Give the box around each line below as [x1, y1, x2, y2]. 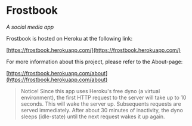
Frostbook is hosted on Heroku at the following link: [6, 35, 133, 42]
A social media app [6, 23, 54, 30]
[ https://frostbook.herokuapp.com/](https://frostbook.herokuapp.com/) [6, 46, 181, 54]
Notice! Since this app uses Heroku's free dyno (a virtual [20, 87, 160, 94]
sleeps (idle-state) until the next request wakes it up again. [20, 113, 165, 120]
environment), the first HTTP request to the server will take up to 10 [20, 94, 187, 101]
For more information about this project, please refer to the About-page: [6, 58, 183, 65]
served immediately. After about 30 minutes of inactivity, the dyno [20, 106, 184, 113]
